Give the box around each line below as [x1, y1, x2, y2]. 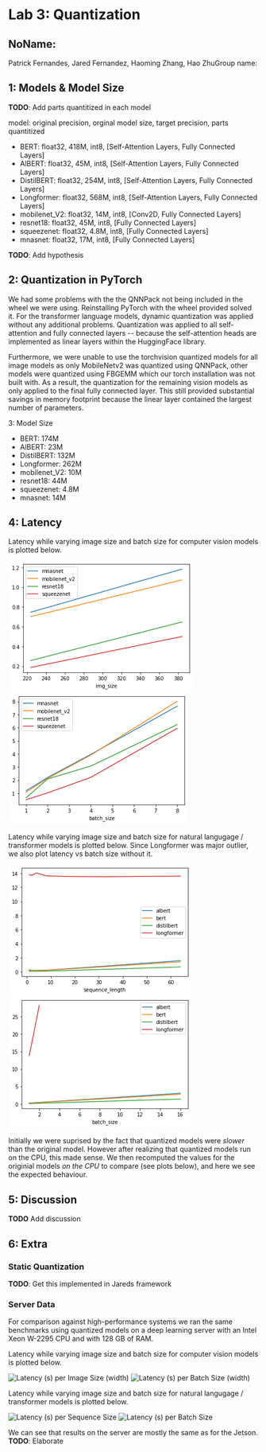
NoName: [8, 37, 56, 51]
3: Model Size [8, 418, 53, 427]
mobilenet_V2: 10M [19, 467, 82, 477]
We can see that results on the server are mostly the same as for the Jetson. [8, 1428, 258, 1438]
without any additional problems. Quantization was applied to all [8, 320, 218, 329]
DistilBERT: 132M [19, 450, 75, 460]
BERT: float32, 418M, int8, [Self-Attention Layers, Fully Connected [19, 142, 236, 151]
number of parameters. [8, 403, 84, 412]
